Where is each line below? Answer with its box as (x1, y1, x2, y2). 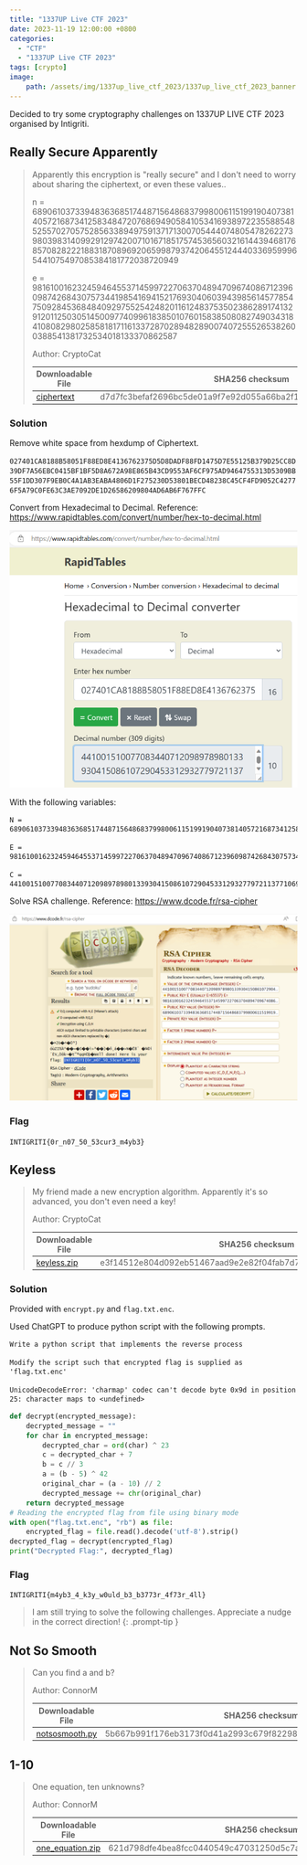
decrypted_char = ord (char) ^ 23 (42, 1440, 170, 1450)
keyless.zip (36, 1257, 79, 1268)
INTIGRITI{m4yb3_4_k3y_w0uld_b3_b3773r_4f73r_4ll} (9, 1591, 206, 1600)
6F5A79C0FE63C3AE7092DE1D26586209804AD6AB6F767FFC (9, 486, 206, 495)
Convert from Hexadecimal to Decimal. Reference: (9, 503, 199, 514)
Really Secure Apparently (9, 144, 158, 160)
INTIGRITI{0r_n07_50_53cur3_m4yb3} (9, 1138, 145, 1147)
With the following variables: (9, 796, 117, 808)
